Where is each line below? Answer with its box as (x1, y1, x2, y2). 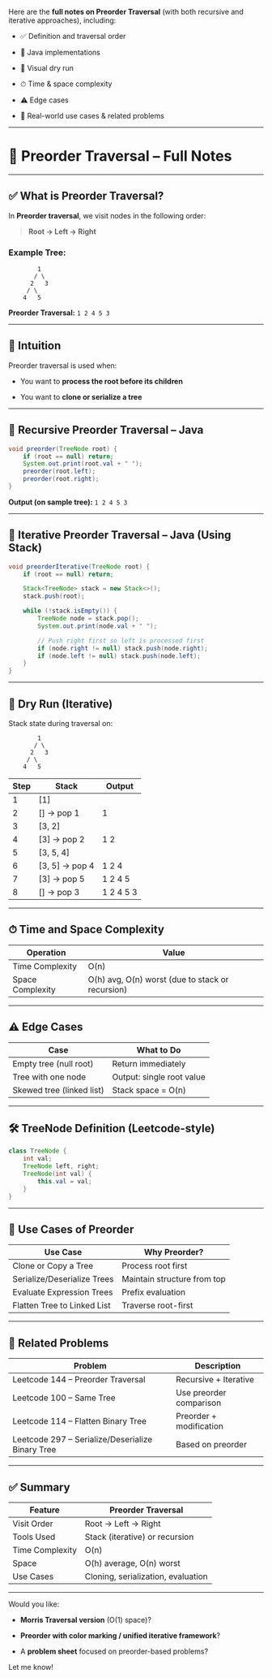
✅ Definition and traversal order (19, 32, 126, 41)
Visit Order (12, 1518, 53, 1529)
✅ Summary (8, 1480, 70, 1494)
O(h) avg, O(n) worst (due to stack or (87, 974, 229, 985)
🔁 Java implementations (19, 48, 101, 57)
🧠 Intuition (8, 339, 62, 352)
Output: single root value (112, 1071, 206, 1083)
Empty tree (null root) (12, 1057, 94, 1069)
